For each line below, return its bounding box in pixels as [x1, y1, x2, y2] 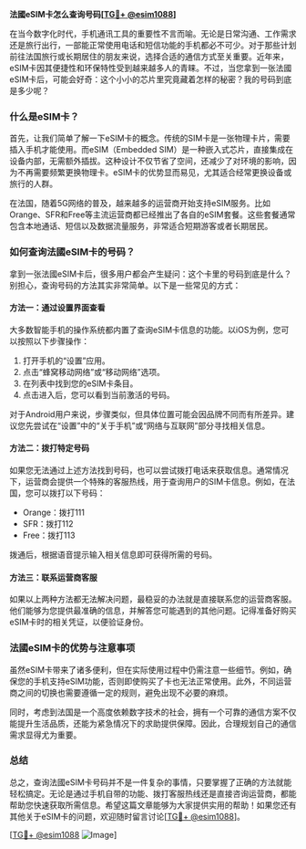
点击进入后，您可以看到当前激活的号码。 [22, 389, 175, 400]
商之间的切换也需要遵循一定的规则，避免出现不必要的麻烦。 [9, 687, 233, 697]
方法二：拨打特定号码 [9, 443, 89, 454]
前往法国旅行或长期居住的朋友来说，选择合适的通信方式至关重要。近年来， [9, 51, 289, 62]
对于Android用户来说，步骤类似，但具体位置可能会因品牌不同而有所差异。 [9, 408, 287, 419]
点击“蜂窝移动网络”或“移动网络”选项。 [22, 366, 166, 377]
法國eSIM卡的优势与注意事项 [9, 642, 136, 655]
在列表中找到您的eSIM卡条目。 [22, 378, 138, 389]
